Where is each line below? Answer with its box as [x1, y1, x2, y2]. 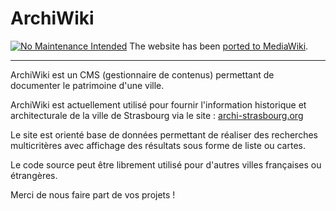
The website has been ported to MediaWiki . [129, 40, 309, 52]
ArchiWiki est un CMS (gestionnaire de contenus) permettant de [10, 68, 275, 81]
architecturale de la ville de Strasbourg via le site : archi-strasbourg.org [10, 109, 304, 121]
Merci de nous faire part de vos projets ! [10, 188, 176, 201]
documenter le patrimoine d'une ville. [10, 79, 165, 91]
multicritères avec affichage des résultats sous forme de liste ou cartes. [10, 139, 307, 151]
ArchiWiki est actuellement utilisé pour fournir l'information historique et [10, 98, 307, 111]
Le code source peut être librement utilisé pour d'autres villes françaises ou [10, 158, 322, 171]
